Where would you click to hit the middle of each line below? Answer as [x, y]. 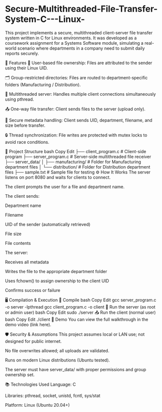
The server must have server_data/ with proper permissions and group [76, 369]
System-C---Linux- [45, 19]
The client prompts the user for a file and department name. [65, 187]
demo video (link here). [28, 325]
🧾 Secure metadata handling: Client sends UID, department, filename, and [79, 120]
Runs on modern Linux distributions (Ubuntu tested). [57, 360]
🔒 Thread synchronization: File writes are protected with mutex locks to [76, 135]
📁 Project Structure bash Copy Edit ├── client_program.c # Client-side [76, 151]
